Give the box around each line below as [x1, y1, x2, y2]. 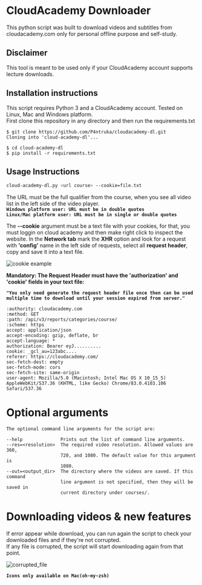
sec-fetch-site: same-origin [6, 370, 80, 376]
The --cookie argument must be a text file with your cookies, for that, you [6, 222, 191, 230]
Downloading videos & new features [6, 510, 192, 524]
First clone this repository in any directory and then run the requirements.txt [6, 117, 195, 125]
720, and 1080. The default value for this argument [60, 453, 197, 459]
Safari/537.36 [6, 386, 42, 392]
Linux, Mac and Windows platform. [6, 111, 93, 118]
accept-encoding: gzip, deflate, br [6, 332, 99, 339]
